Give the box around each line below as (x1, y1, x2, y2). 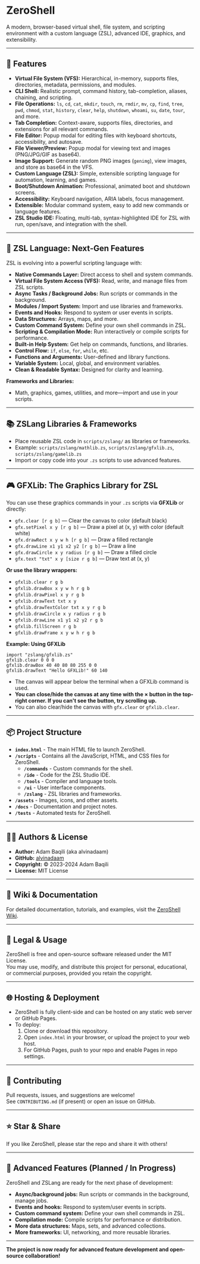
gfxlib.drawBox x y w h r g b (14, 586, 90, 592)
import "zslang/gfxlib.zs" (6, 652, 73, 658)
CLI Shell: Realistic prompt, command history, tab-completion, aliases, (14, 87, 187, 94)
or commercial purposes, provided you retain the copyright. (6, 970, 153, 977)
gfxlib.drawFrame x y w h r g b (14, 630, 95, 636)
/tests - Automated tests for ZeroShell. (14, 809, 111, 816)
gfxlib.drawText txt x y (14, 598, 77, 604)
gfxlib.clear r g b (14, 579, 64, 585)
